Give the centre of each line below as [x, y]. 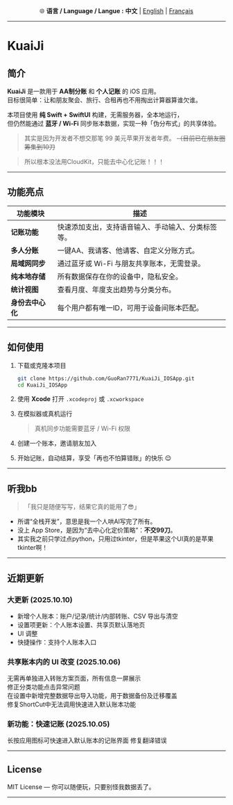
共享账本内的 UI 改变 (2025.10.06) [64, 662]
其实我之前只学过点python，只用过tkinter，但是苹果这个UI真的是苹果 [115, 539]
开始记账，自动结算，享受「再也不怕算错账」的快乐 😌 [94, 458]
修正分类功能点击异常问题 [44, 687]
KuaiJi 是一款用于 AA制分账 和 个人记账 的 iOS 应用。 [84, 91]
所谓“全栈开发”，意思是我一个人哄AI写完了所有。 [87, 521]
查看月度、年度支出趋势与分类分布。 [116, 289]
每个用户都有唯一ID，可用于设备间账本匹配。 [130, 307]
